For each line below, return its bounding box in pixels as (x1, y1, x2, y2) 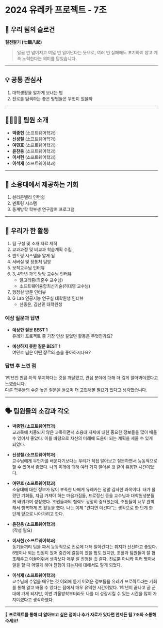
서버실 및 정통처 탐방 (12, 259, 51, 265)
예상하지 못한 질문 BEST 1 (12, 343, 61, 349)
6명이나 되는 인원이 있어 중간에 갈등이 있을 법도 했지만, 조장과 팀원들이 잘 (12, 550, 151, 555)
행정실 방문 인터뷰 (12, 289, 46, 295)
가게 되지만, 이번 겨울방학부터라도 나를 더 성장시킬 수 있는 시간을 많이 (21, 590, 152, 596)
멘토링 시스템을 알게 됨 (12, 253, 55, 259)
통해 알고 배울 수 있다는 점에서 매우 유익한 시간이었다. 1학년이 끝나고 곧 (17, 584, 151, 590)
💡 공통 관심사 (5, 76, 42, 84)
